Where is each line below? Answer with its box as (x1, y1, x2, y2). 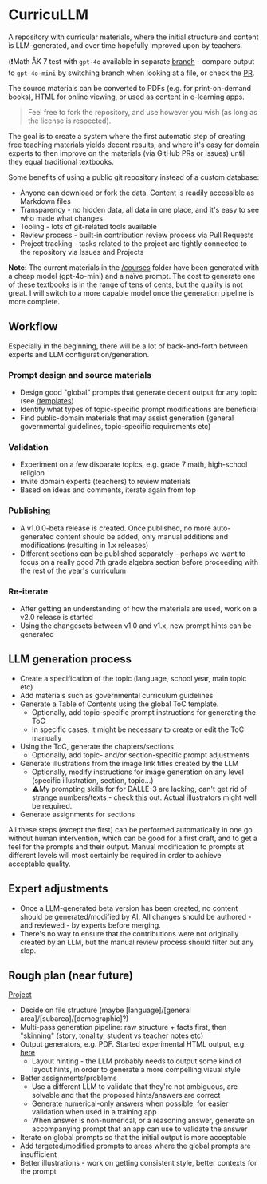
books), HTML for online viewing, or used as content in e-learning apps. (8, 92, 245, 101)
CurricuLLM (8, 6, 89, 24)
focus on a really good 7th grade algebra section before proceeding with (19, 557, 259, 566)
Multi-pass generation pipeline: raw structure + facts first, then (19, 1023, 227, 1032)
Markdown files (19, 196, 72, 205)
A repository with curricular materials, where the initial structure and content (8, 32, 259, 42)
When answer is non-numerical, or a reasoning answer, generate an (31, 1116, 255, 1126)
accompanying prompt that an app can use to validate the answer (31, 1124, 248, 1134)
